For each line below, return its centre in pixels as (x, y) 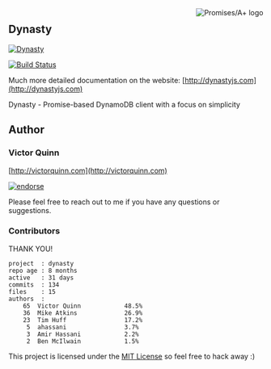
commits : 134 (34, 285)
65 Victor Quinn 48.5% (83, 306)
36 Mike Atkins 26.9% (83, 313)
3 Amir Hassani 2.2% (83, 334)
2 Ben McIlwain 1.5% (83, 341)
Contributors (34, 231)
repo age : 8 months (43, 270)
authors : (27, 299)
